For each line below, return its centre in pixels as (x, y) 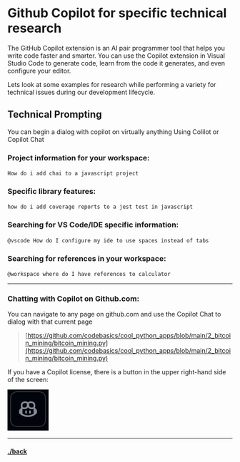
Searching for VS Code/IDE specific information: (93, 225)
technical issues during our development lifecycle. (81, 92)
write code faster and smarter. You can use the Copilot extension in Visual (116, 56)
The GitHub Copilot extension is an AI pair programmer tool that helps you (116, 48)
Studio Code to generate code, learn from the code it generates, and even (116, 63)
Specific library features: (52, 191)
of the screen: (28, 380)
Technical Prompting (55, 114)
